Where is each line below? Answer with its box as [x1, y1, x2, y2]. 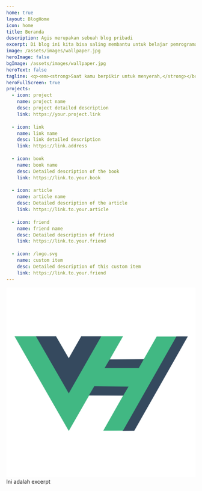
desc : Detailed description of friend [17, 232, 114, 238]
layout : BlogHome [6, 16, 50, 22]
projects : [6, 86, 31, 92]
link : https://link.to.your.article [17, 206, 109, 212]
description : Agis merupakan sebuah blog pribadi [6, 35, 133, 42]
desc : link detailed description [17, 137, 101, 143]
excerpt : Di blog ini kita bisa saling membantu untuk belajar [6, 42, 168, 48]
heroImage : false [6, 54, 50, 60]
